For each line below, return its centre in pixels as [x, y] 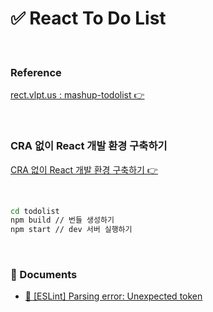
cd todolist [35, 211]
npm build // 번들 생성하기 [62, 220]
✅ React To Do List [88, 18]
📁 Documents [44, 275]
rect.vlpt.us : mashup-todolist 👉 [77, 95]
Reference [36, 72]
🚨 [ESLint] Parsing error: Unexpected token [113, 296]
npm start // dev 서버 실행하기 [71, 230]
